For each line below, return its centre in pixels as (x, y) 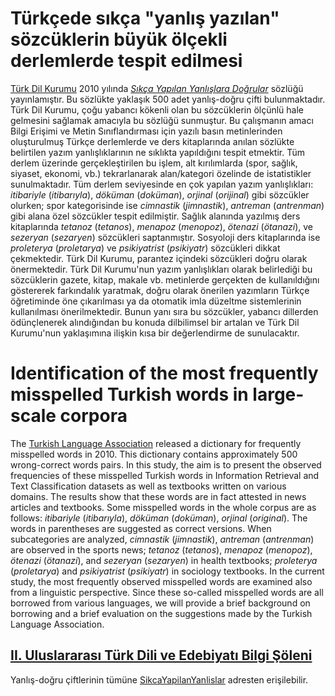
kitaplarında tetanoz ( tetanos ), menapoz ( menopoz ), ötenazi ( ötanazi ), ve (162, 226)
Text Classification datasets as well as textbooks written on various (148, 486)
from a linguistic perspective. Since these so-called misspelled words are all (167, 592)
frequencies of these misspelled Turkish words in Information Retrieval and (165, 475)
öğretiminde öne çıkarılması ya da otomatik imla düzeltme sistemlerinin (156, 301)
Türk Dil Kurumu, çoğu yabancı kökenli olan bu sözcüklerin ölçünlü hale (157, 109)
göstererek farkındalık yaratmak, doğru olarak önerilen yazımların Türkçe (160, 290)
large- (278, 394)
